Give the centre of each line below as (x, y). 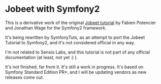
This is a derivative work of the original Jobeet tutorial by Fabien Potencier (80, 23)
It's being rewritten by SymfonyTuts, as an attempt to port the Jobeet (75, 37)
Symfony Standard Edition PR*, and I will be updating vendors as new (76, 72)
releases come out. (25, 77)
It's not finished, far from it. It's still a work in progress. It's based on (74, 67)
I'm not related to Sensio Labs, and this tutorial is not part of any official (78, 52)
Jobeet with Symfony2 (52, 9)
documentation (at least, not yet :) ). (41, 57)
